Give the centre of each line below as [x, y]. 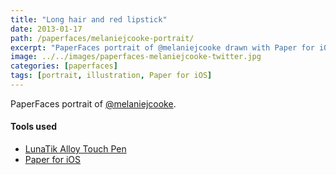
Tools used [34, 127]
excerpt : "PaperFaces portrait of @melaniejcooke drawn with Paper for [162, 47]
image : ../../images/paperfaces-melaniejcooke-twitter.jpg [136, 57]
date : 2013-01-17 [46, 29]
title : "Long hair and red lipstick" [89, 19]
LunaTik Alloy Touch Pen [75, 149]
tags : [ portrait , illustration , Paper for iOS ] [111, 76]
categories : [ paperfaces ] [64, 66]
